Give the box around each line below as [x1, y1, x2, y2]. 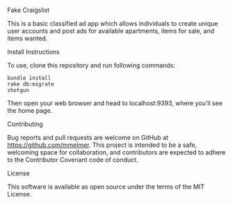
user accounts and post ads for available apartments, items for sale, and [7, 27, 214, 35]
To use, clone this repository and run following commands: [7, 61, 176, 69]
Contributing [7, 120, 43, 128]
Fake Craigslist [7, 6, 50, 14]
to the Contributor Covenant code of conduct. [7, 156, 138, 164]
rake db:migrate [7, 81, 54, 88]
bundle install [7, 74, 51, 81]
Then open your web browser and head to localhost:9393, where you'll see [7, 99, 223, 107]
